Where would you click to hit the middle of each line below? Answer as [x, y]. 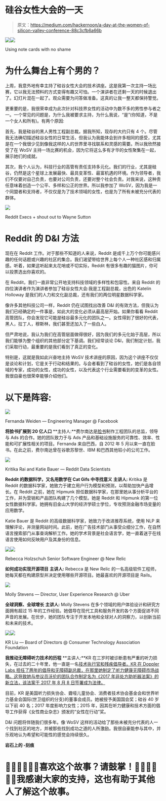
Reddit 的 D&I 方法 [42, 239]
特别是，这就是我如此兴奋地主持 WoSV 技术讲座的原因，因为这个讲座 [75, 357]
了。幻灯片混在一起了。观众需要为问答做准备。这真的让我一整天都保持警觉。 [83, 98]
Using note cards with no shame [38, 49]
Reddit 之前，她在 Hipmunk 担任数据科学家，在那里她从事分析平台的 [88, 492]
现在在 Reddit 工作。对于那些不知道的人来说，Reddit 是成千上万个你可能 [78, 253]
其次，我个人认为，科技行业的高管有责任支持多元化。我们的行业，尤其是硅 [81, 167]
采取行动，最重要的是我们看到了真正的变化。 [55, 346]
